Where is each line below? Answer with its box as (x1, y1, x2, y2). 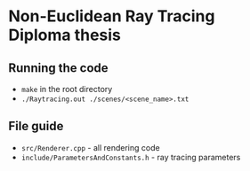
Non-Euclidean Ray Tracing (8, 6, 215, 27)
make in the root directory (20, 84, 113, 94)
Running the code (8, 60, 109, 75)
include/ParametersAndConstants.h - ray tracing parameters (20, 152, 241, 162)
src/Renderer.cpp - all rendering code (20, 142, 161, 152)
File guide (8, 119, 64, 134)
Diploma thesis (8, 25, 122, 45)
